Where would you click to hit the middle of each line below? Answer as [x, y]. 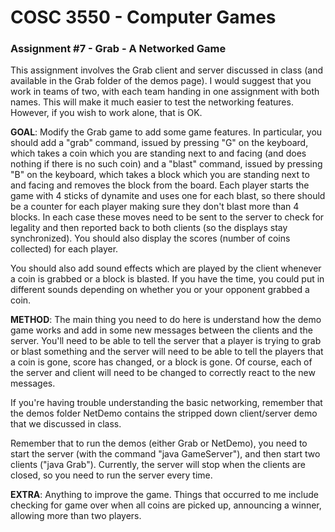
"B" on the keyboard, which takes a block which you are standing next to [160, 175]
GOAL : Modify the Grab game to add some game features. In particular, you [166, 132]
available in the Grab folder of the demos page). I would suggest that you [161, 81]
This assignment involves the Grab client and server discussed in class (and [167, 70]
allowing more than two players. [76, 516]
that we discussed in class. [66, 424]
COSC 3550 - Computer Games [143, 17]
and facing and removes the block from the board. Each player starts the [160, 185]
